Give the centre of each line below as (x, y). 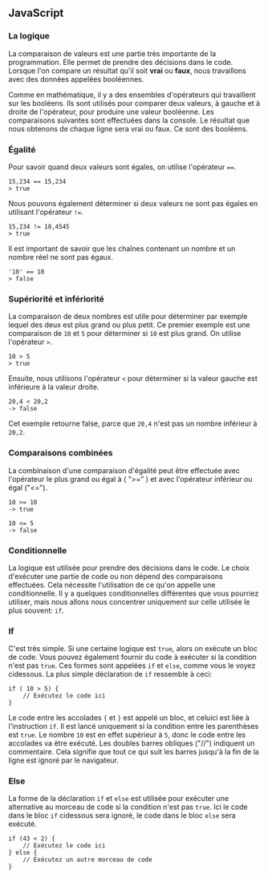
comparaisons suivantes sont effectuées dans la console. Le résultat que (129, 120)
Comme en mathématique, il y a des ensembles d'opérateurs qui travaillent (132, 95)
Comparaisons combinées (61, 453)
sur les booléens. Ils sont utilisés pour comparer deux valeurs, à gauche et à (134, 103)
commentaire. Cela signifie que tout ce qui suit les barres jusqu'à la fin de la (134, 752)
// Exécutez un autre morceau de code (87, 860)
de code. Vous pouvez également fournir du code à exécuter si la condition (132, 657)
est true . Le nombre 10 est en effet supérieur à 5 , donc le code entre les (127, 735)
